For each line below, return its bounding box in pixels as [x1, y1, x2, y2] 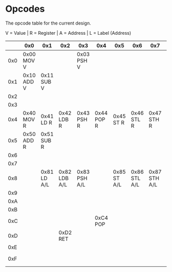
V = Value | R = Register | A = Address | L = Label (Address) [5, 30, 132, 36]
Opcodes [5, 3, 45, 15]
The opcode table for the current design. [5, 20, 91, 26]
